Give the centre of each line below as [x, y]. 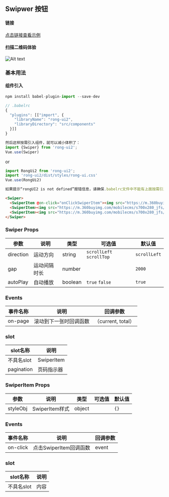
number [71, 269]
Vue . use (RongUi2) [23, 180]
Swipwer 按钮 [27, 9]
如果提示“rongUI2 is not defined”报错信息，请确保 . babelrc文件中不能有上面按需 [82, 189]
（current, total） [114, 321]
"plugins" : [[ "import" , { [37, 115]
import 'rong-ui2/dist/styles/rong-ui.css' [52, 175]
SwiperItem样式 [51, 409]
